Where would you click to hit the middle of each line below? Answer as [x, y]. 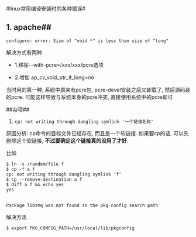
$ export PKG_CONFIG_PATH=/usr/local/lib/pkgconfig [70, 228]
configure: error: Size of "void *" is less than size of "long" [87, 41]
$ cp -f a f [20, 169]
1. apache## [29, 27]
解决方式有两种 [24, 52]
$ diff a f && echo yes [35, 184]
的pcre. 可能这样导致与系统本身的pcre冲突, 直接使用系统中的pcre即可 [90, 97]
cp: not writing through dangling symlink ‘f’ [64, 174]
